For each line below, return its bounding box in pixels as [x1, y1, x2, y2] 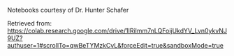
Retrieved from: [7, 19, 52, 27]
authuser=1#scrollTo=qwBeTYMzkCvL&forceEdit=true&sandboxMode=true [7, 41, 224, 49]
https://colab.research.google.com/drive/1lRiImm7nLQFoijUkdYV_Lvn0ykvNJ [7, 27, 227, 35]
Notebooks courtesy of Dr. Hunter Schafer [7, 6, 129, 14]
